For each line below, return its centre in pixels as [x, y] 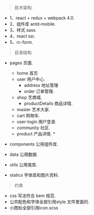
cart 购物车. [28, 116]
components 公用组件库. [34, 144]
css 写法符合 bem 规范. [33, 196]
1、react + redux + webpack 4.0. [42, 18]
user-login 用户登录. [37, 122]
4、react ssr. [22, 36]
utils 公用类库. [23, 165]
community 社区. [34, 128]
